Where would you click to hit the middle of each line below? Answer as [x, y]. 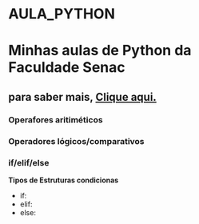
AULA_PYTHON [62, 14]
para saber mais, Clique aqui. [83, 97]
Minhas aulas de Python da [100, 51]
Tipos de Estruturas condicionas [64, 180]
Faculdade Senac [67, 68]
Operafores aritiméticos [56, 119]
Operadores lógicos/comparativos [77, 141]
